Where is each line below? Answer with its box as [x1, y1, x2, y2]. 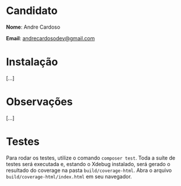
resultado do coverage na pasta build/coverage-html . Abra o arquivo [6, 167, 172, 174]
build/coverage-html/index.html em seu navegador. [6, 173, 133, 180]
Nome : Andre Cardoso [6, 23, 60, 30]
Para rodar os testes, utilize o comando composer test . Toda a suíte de [6, 154, 176, 161]
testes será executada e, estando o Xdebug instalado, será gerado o [6, 160, 170, 167]
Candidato [6, 4, 58, 18]
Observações [6, 95, 73, 109]
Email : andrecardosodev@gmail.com [6, 35, 95, 42]
